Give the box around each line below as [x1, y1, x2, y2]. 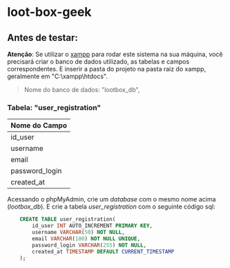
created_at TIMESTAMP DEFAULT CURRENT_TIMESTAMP [32, 248, 175, 255]
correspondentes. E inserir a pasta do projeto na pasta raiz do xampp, [7, 65, 207, 73]
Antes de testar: [7, 32, 78, 44]
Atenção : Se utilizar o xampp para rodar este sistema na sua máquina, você [7, 50, 223, 58]
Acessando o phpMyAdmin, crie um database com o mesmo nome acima [7, 195, 216, 204]
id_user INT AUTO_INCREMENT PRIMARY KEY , [32, 222, 153, 229]
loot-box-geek [7, 4, 92, 20]
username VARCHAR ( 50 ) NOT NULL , [32, 229, 126, 236]
